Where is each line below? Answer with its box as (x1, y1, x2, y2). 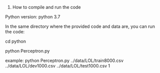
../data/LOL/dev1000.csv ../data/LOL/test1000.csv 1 (5, 63, 110, 69)
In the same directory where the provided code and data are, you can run (5, 23, 155, 29)
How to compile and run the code (12, 4, 81, 10)
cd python (5, 38, 26, 44)
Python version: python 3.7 (5, 14, 61, 19)
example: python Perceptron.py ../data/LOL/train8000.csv (5, 58, 124, 64)
